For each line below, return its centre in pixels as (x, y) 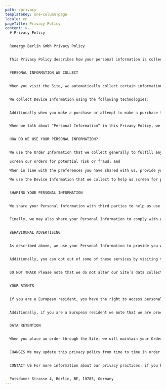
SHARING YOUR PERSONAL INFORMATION (46, 193)
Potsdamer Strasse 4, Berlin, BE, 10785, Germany (62, 379)
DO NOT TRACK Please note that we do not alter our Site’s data (77, 272)
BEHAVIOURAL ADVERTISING (35, 233)
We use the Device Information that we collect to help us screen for (84, 179)
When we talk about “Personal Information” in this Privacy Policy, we (85, 126)
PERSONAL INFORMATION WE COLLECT (44, 72)
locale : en (16, 19)
